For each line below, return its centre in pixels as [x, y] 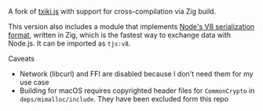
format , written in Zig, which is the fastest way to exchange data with [120, 35]
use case [34, 82]
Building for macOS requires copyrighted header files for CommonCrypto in [137, 91]
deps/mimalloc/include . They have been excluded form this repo [124, 99]
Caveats [22, 59]
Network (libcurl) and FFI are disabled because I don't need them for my [136, 74]
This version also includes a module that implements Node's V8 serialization [131, 26]
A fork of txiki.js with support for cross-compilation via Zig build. [112, 11]
